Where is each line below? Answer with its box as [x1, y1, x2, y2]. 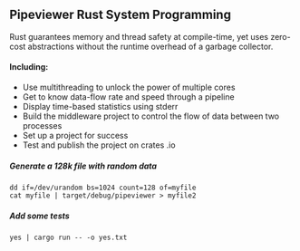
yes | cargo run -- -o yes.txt [9, 233, 128, 242]
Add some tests [9, 210, 70, 221]
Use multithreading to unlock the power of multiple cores [22, 82, 236, 93]
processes [22, 121, 63, 131]
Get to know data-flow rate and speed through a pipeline [22, 92, 235, 102]
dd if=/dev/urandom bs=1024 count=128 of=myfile [9, 183, 197, 192]
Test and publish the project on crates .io [22, 140, 176, 150]
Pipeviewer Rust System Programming [9, 7, 231, 23]
